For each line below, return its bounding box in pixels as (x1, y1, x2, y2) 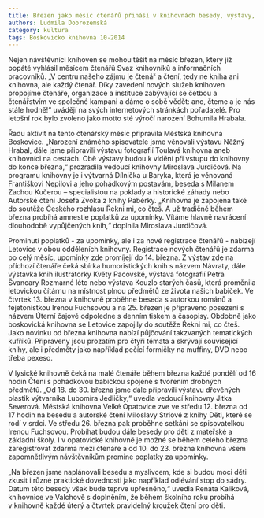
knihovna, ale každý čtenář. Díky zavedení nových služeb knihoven (8, 80, 225, 90)
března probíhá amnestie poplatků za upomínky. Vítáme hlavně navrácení (8, 213, 247, 222)
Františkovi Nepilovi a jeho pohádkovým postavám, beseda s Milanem (8, 179, 235, 189)
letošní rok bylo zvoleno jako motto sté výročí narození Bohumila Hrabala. (8, 113, 247, 123)
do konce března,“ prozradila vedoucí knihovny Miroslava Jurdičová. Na (8, 162, 242, 172)
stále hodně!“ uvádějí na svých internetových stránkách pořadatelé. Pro (8, 105, 240, 115)
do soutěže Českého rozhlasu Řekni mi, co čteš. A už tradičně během (8, 204, 234, 213)
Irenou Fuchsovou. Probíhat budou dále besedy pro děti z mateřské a (8, 427, 232, 437)
